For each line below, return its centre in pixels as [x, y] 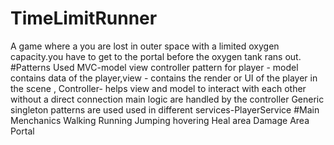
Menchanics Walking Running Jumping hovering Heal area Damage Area [160, 120]
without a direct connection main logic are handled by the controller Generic [167, 99]
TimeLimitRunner [84, 18]
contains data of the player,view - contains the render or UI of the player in [164, 78]
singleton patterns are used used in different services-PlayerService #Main [165, 109]
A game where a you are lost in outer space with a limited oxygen [145, 46]
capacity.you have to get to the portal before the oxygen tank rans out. [156, 56]
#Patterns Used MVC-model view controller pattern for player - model [154, 67]
